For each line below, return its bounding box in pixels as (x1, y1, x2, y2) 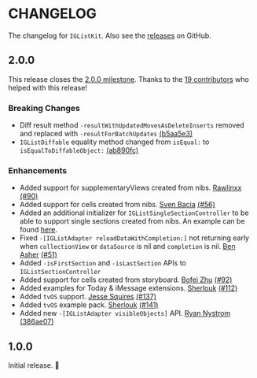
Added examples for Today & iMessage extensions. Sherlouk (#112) (19, 283, 238, 293)
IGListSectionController (19, 269, 101, 276)
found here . (19, 225, 57, 235)
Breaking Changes (8, 102, 81, 113)
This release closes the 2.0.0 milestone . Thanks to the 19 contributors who (8, 74, 249, 83)
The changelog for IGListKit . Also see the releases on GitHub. (8, 31, 212, 40)
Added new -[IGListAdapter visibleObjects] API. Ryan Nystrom (19, 309, 231, 318)
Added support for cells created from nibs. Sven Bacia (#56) (19, 200, 216, 209)
